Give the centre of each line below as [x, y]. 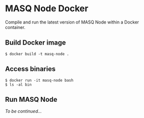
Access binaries [30, 69]
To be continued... [23, 111]
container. [15, 27]
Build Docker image [36, 43]
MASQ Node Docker [47, 9]
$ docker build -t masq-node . [37, 54]
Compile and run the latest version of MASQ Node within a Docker [72, 22]
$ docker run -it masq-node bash [39, 80]
